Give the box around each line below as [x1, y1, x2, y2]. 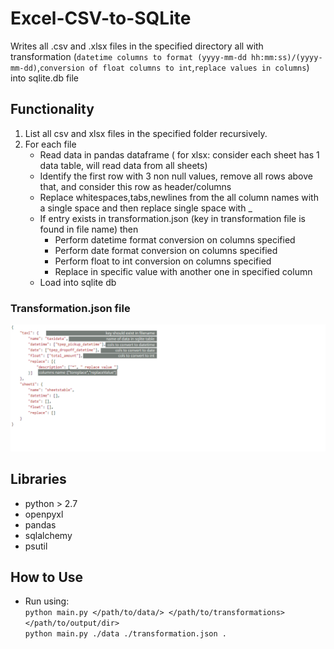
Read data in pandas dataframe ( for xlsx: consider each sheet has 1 [39, 148, 320, 161]
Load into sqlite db [39, 276, 117, 288]
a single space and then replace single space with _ [39, 202, 253, 214]
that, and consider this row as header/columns [39, 180, 232, 192]
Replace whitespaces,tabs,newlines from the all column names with [39, 191, 319, 203]
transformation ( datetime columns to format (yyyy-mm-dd [10, 50, 247, 62]
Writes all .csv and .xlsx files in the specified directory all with [10, 40, 264, 52]
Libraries [10, 471, 67, 488]
